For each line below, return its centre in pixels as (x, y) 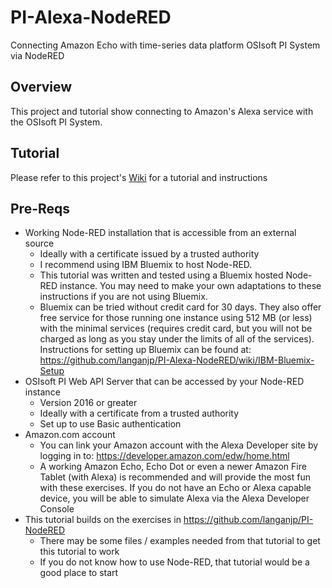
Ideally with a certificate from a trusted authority (139, 413)
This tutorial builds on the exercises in (103, 520)
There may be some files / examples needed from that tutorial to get (180, 541)
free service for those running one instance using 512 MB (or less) (176, 318)
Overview (41, 87)
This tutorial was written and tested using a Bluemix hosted (161, 275)
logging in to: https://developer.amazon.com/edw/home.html (164, 456)
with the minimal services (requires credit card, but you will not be (176, 328)
